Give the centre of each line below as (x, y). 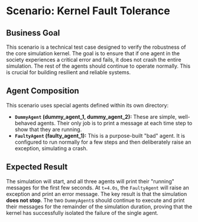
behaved (25, 123)
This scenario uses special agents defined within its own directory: (87, 105)
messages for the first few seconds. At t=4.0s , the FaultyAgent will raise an (98, 188)
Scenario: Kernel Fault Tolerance (88, 11)
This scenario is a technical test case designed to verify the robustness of (96, 47)
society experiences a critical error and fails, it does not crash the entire (94, 60)
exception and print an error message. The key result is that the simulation (97, 194)
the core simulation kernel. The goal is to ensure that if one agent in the (93, 53)
